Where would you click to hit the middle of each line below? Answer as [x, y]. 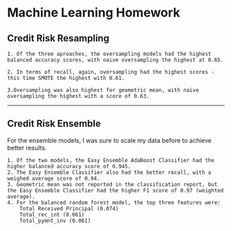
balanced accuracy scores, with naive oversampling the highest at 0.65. [116, 60]
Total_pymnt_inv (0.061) [55, 221]
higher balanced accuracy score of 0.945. [69, 166]
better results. [27, 148]
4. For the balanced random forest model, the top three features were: [114, 202]
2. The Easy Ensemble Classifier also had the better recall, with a [109, 172]
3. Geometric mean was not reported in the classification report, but [112, 184]
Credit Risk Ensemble [54, 124]
